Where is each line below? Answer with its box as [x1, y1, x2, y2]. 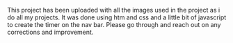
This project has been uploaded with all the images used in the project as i [7, 6, 220, 14]
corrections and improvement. [7, 28, 94, 36]
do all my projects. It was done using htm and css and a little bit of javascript [7, 13, 227, 21]
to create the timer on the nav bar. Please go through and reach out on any [7, 21, 221, 28]
